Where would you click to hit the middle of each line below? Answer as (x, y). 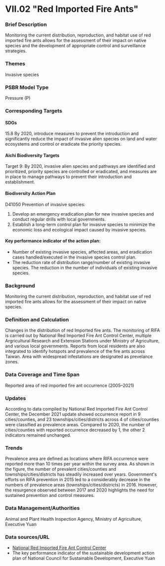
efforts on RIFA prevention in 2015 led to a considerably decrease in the (78, 480)
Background (20, 286)
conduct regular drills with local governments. (59, 219)
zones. (12, 362)
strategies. (16, 51)
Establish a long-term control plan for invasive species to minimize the (84, 224)
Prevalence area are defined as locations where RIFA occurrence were (77, 459)
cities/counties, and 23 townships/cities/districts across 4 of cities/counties (82, 419)
